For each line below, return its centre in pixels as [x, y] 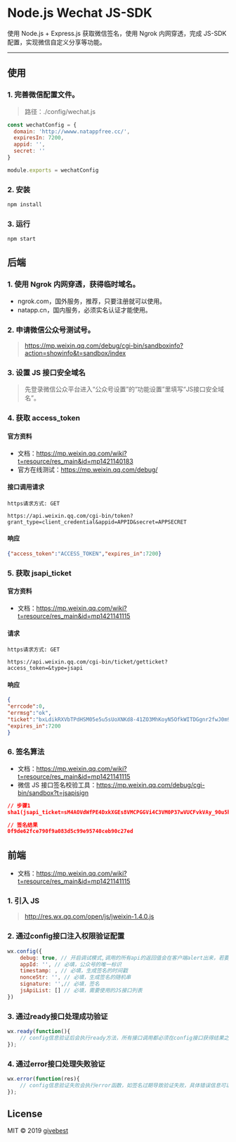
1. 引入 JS [24, 901]
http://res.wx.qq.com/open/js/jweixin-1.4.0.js [89, 917]
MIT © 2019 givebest [38, 1131]
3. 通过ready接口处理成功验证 [58, 1016]
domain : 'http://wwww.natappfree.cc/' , [72, 132]
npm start [22, 239]
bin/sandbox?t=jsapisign [53, 792]
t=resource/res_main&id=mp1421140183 [75, 461]
